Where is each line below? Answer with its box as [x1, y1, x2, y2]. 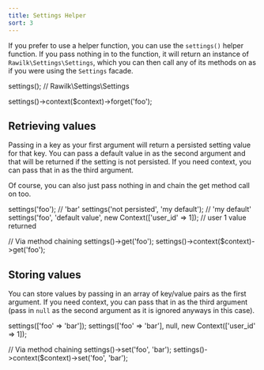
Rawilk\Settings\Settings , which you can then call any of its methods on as [8, 57, 257, 67]
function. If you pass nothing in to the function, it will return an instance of [8, 49, 249, 59]
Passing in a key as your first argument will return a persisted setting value [8, 140, 251, 150]
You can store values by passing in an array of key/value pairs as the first [8, 289, 247, 299]
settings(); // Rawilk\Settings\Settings [8, 81, 130, 91]
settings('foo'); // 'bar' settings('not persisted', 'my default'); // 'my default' [8, 205, 251, 214]
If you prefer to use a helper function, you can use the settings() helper [8, 40, 243, 50]
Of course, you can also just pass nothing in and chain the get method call [8, 181, 251, 191]
